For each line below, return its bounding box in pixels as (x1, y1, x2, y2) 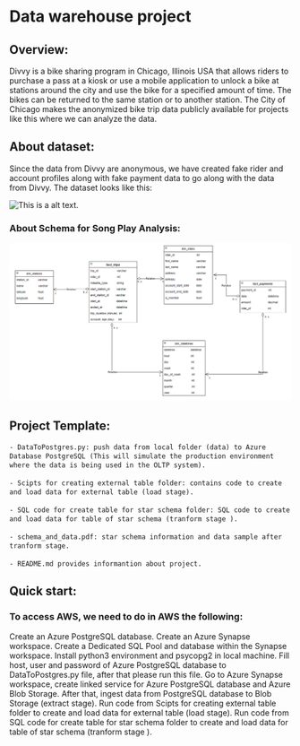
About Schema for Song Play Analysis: (9, 221, 181, 234)
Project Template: (9, 418, 110, 433)
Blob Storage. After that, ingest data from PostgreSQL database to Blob (9, 688, 272, 698)
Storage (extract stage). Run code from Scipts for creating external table (9, 698, 277, 708)
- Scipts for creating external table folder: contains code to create (9, 478, 282, 488)
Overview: (9, 42, 69, 57)
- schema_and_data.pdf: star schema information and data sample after (9, 532, 282, 542)
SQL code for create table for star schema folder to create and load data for (9, 716, 288, 727)
